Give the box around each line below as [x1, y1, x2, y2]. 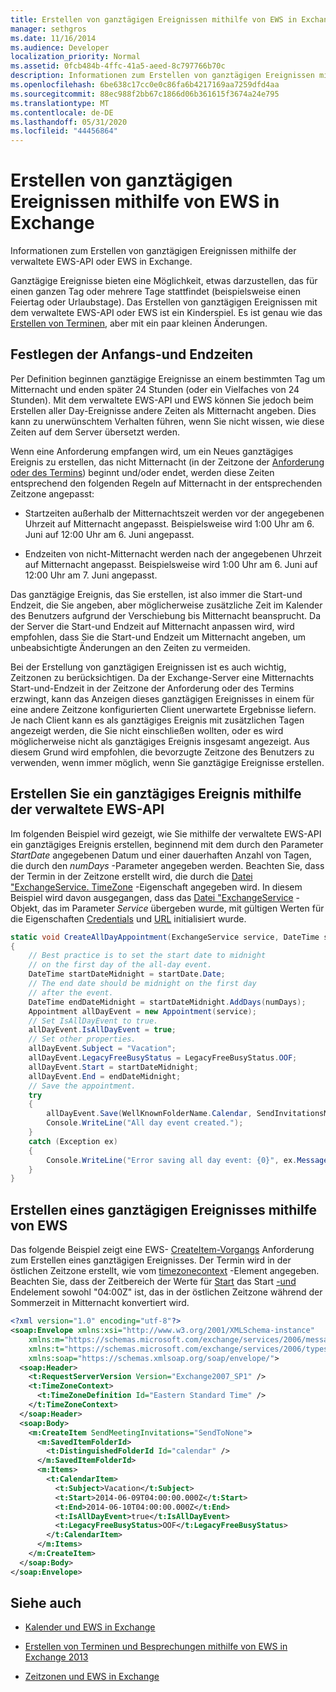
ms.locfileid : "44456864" [10, 126, 118, 136]
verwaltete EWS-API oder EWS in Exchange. [10, 256, 193, 268]
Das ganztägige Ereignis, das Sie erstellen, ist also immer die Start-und [10, 588, 303, 600]
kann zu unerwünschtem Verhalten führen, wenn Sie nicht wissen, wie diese [10, 415, 325, 427]
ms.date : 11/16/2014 [10, 33, 97, 43]
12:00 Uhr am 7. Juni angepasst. [24, 569, 158, 581]
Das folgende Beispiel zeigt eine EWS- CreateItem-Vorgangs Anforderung [10, 1244, 315, 1256]
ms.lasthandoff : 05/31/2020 [10, 117, 128, 127]
